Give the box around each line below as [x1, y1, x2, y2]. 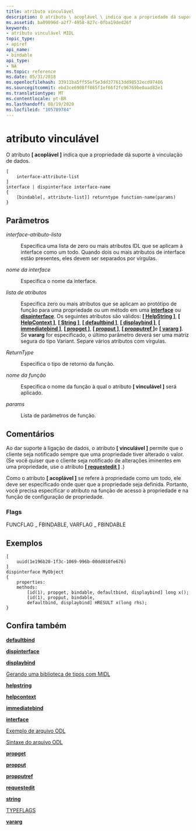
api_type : [6, 57, 30, 63]
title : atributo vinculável [6, 8, 75, 15]
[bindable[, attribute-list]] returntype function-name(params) [16, 195, 176, 200]
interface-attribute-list [16, 174, 80, 180]
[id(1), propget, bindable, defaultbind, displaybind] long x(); [27, 590, 190, 595]
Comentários [6, 429, 55, 439]
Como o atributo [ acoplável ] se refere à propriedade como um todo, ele [6, 474, 181, 481]
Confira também [6, 621, 67, 631]
